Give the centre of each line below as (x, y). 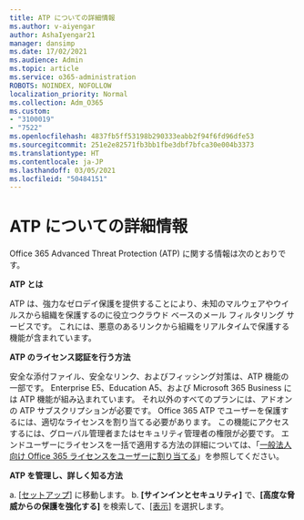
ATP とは (26, 284)
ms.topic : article (44, 69)
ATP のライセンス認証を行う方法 (70, 357)
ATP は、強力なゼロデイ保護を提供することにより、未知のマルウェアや (142, 304)
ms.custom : (30, 111)
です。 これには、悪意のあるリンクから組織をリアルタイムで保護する (162, 326)
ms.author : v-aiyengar (52, 26)
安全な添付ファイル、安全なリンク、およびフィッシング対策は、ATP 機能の (149, 377)
